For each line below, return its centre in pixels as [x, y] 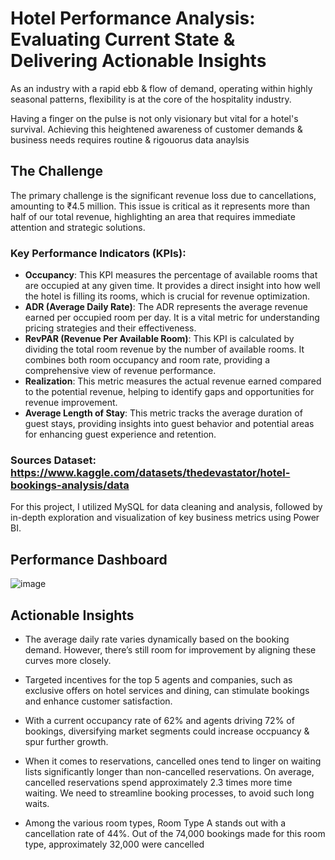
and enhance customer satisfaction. [98, 701]
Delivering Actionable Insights [138, 61]
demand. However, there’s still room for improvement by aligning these [170, 649]
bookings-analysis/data [70, 485]
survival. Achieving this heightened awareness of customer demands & [156, 129]
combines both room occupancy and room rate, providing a [147, 360]
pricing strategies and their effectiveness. [110, 328]
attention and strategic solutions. [78, 227]
